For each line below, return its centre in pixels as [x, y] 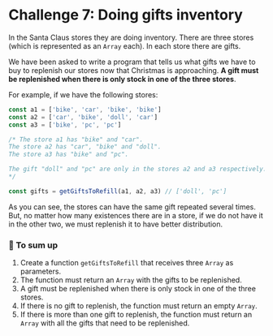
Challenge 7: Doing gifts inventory [126, 15]
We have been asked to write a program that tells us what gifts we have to [132, 62]
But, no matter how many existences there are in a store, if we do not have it [136, 215]
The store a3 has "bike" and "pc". [69, 155]
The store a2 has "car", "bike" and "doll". [85, 147]
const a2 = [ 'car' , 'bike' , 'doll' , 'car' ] [83, 117]
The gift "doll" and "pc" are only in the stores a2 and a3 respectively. [138, 169]
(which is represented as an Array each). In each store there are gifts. [125, 45]
